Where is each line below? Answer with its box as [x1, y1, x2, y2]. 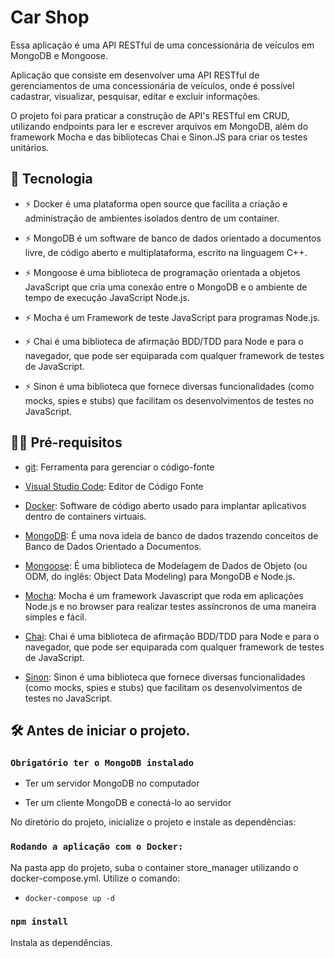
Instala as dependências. [10, 936, 113, 948]
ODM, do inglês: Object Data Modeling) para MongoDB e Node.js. [24, 570, 296, 582]
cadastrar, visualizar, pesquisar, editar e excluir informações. [10, 90, 261, 102]
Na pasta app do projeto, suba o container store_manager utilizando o [10, 861, 299, 873]
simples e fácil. [24, 611, 88, 623]
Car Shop [10, 6, 90, 29]
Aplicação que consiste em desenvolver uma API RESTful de [10, 69, 260, 81]
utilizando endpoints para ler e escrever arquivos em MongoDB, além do [10, 120, 309, 132]
